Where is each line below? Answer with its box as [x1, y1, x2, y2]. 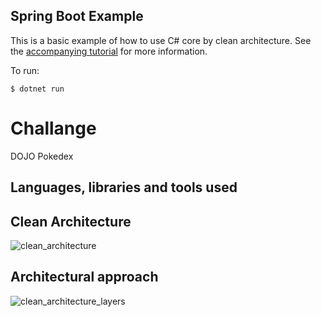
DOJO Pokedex [10, 150, 74, 162]
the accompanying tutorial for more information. [10, 45, 208, 57]
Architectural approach [10, 269, 159, 286]
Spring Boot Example [10, 8, 144, 25]
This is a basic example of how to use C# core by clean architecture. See [10, 34, 312, 46]
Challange [10, 117, 97, 139]
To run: [10, 64, 40, 76]
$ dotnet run [10, 84, 65, 94]
